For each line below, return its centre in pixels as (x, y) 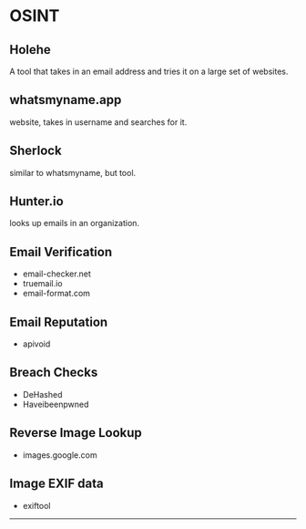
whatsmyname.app (66, 100)
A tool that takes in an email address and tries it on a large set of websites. (149, 71)
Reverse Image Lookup (76, 433)
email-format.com (56, 294)
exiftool (37, 505)
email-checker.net (56, 274)
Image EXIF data (56, 484)
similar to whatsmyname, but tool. (73, 172)
